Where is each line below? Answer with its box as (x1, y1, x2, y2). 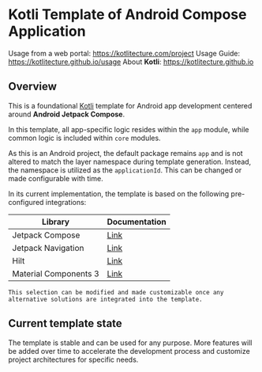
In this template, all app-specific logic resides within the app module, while (8, 124, 250, 134)
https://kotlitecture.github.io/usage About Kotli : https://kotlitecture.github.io (8, 57, 254, 66)
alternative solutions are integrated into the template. (8, 295, 203, 303)
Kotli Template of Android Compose (8, 6, 247, 24)
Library (42, 216, 69, 227)
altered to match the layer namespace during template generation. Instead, (8, 157, 252, 166)
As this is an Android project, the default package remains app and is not (8, 148, 243, 158)
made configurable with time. (8, 173, 104, 183)
